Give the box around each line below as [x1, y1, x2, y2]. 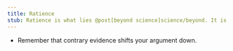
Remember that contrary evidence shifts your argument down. [17, 36, 197, 44]
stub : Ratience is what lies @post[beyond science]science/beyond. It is [7, 17, 227, 24]
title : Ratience [7, 10, 55, 17]
